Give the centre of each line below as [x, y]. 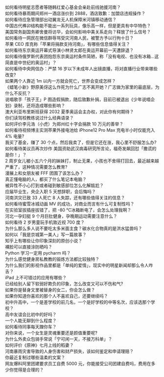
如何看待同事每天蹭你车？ [31, 327]
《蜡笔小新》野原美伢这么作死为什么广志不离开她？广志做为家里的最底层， [80, 87]
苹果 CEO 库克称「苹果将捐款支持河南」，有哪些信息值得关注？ [68, 44]
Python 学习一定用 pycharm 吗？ [38, 253]
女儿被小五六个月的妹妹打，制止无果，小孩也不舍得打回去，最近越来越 [88, 161]
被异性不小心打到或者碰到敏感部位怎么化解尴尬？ [54, 185]
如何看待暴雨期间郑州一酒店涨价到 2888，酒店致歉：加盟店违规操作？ [75, 13]
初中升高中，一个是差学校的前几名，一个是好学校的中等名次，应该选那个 [78, 302]
